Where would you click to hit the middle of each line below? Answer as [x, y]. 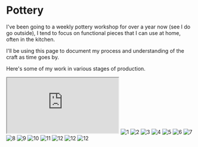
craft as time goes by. [33, 57]
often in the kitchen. [31, 39]
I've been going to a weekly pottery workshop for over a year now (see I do [98, 27]
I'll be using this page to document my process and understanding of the [95, 50]
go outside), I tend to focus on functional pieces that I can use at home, [94, 33]
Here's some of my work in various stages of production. [76, 68]
